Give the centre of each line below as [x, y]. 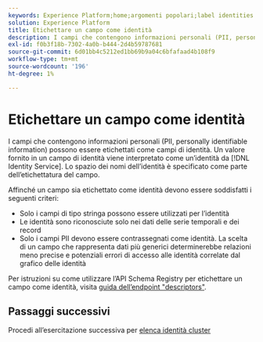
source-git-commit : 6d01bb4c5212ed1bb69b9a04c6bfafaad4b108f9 [112, 52]
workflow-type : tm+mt [43, 60]
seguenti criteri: [33, 198]
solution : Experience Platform [59, 23]
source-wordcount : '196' [49, 67]
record [30, 230]
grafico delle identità [52, 263]
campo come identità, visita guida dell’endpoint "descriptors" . [108, 286]
